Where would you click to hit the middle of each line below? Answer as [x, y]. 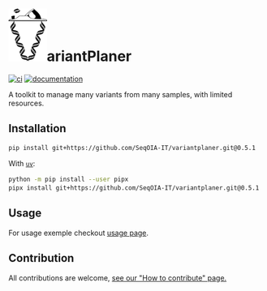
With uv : [22, 164]
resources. [26, 103]
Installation [37, 128]
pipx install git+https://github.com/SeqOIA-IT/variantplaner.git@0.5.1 [134, 188]
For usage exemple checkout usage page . [78, 233]
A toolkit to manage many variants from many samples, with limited [121, 94]
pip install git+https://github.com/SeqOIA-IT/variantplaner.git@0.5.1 [132, 148]
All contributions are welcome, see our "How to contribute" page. [118, 278]
